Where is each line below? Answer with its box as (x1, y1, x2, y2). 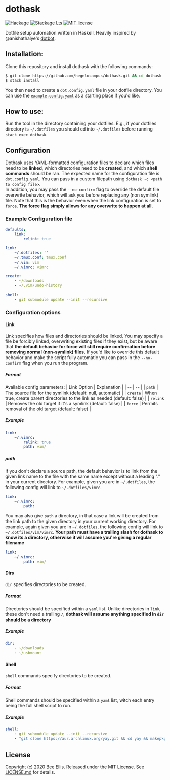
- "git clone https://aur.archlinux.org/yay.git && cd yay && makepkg (14, 736, 166, 741)
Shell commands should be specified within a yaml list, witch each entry (5, 697, 155, 703)
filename (5, 539, 24, 546)
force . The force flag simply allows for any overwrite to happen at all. (5, 203, 153, 209)
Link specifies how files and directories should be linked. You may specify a (5, 333, 163, 339)
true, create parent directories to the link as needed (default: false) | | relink (5, 395, 164, 401)
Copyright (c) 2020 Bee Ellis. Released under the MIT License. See (5, 764, 144, 770)
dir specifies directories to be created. (5, 581, 87, 587)
